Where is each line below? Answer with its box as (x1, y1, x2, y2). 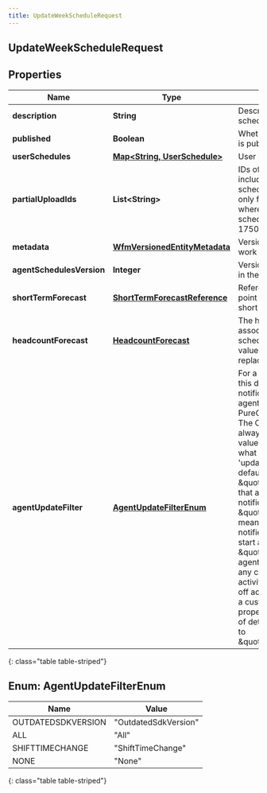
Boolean (112, 133, 145, 144)
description (12, 110, 57, 121)
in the (238, 269, 260, 280)
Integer (112, 264, 141, 275)
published (12, 133, 52, 144)
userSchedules (12, 150, 72, 161)
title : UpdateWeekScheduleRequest (8, 11, 123, 20)
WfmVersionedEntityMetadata (112, 241, 230, 252)
